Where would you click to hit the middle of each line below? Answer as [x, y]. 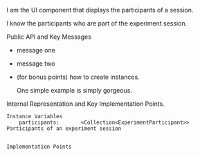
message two [36, 64]
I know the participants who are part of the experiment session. [97, 23]
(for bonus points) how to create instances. [78, 77]
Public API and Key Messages [49, 37]
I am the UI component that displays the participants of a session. [100, 10]
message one [36, 50]
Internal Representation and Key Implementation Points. [86, 104]
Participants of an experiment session [64, 129]
